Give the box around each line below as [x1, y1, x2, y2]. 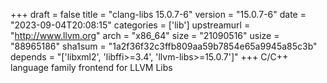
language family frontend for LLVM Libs [10, 62, 173, 73]
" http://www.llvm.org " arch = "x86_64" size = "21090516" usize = [10, 30, 280, 41]
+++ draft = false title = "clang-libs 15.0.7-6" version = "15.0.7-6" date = [10, 9, 307, 20]
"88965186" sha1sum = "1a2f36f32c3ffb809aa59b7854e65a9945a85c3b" [10, 40, 318, 52]
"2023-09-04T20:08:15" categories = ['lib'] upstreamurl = [10, 19, 251, 31]
